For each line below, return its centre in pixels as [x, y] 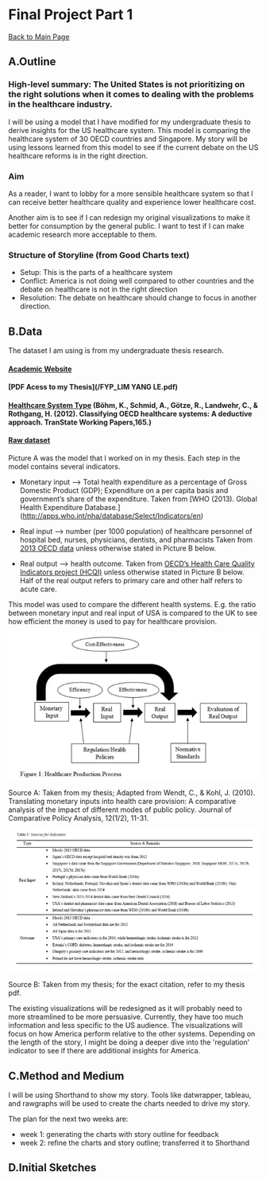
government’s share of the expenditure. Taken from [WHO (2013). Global [139, 499]
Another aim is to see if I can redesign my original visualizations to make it [129, 218]
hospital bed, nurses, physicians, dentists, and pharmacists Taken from [136, 540]
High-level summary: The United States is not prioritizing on [127, 84]
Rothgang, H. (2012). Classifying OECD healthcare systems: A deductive [130, 414]
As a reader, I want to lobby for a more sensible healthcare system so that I [131, 194]
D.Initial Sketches [52, 1168]
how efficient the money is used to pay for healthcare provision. [112, 621]
